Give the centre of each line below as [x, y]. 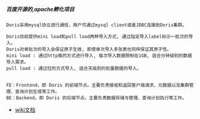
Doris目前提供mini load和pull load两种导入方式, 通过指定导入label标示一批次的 [98, 36]
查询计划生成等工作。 [37, 91]
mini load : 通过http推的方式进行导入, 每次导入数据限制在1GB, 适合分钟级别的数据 [99, 56]
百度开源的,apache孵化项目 [40, 9]
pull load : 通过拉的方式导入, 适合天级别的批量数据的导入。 [74, 68]
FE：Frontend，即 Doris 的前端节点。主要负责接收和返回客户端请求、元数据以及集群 [98, 85]
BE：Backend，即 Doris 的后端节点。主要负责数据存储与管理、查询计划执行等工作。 [96, 98]
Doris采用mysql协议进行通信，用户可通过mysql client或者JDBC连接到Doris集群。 [96, 25]
